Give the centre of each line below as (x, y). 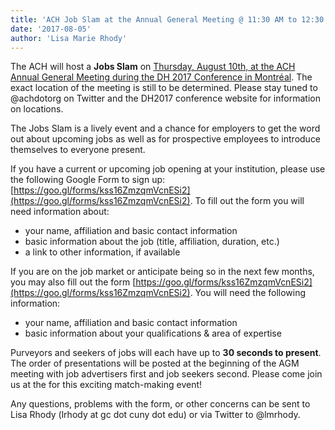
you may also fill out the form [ (73, 282)
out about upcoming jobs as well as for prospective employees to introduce (166, 139)
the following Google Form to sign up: (88, 180)
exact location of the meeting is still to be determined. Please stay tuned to (164, 88)
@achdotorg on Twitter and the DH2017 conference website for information (165, 98)
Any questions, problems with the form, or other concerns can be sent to (160, 404)
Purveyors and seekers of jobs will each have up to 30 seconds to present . (166, 353)
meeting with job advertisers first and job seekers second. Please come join (166, 374)
